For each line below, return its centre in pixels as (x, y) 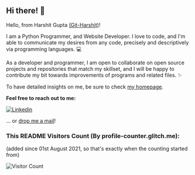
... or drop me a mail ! (31, 121)
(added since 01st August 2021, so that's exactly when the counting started (97, 149)
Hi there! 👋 (26, 11)
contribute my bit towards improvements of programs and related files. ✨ (94, 75)
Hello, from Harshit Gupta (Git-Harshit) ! (53, 25)
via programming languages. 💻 (44, 49)
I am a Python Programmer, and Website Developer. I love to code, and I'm (96, 36)
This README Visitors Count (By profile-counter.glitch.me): (93, 136)
